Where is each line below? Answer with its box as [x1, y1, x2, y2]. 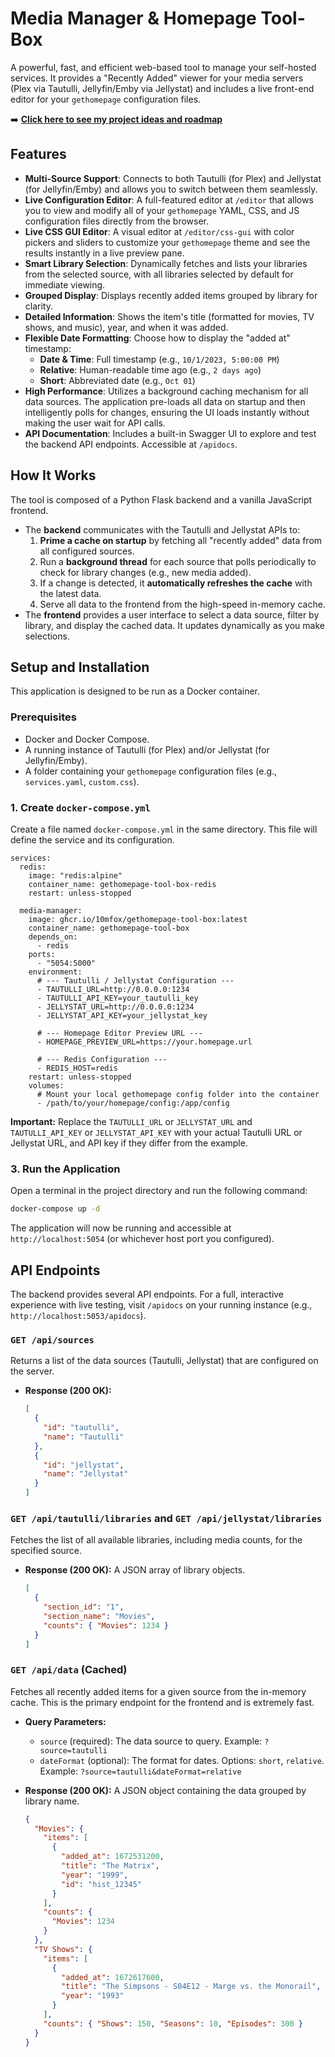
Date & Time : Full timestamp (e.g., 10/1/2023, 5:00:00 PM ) [39, 353, 280, 365]
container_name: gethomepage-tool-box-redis [28, 879, 217, 889]
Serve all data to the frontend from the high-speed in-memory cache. [39, 598, 326, 610]
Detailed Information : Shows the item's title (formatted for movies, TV [24, 310, 315, 322]
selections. [24, 630, 70, 642]
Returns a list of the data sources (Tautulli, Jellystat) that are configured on [10, 1355, 319, 1367]
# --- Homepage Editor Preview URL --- [36, 1028, 203, 1038]
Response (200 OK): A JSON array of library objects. [24, 1564, 246, 1576]
